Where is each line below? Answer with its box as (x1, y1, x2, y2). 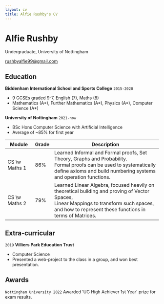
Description (91, 141, 120, 148)
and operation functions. (54, 174, 111, 181)
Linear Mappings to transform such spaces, (54, 200, 154, 207)
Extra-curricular (5, 229, 55, 237)
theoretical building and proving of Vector (54, 188, 150, 195)
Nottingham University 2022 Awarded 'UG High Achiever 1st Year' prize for (5, 289, 156, 295)
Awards (5, 276, 29, 284)
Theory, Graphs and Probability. (54, 155, 128, 162)
